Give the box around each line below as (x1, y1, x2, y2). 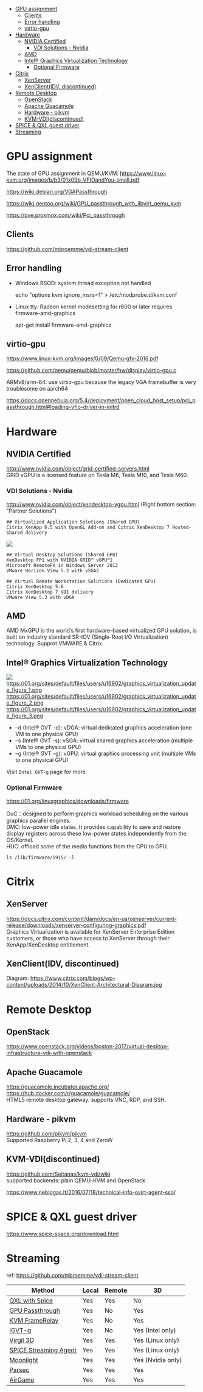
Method (31, 1286, 55, 1294)
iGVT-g (9, 1326, 32, 1334)
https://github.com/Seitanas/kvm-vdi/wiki (6, 1170, 111, 1177)
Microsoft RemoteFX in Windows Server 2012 (6, 562, 119, 569)
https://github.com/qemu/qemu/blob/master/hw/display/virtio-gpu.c (6, 367, 177, 374)
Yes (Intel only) (133, 1326, 176, 1334)
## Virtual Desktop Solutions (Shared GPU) (6, 552, 119, 558)
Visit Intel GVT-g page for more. (6, 768, 88, 776)
